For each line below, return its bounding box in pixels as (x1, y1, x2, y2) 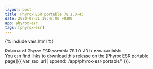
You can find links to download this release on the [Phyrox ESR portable (5, 53, 149, 59)
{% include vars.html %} (5, 38, 54, 44)
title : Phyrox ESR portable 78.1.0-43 (5, 12, 84, 17)
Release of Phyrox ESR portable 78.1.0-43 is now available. (5, 48, 123, 54)
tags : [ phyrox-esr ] (5, 25, 45, 30)
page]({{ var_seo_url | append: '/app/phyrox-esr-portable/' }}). (5, 58, 130, 64)
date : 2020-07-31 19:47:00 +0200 (5, 16, 73, 21)
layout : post (5, 7, 32, 12)
